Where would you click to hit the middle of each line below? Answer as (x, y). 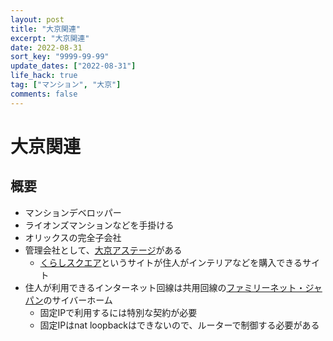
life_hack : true (44, 76)
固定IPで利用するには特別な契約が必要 (118, 312)
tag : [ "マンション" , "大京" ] (66, 85)
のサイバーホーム (78, 300)
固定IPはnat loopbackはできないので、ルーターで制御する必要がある (179, 325)
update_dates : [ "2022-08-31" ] (73, 66)
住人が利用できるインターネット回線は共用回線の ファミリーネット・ (165, 287)
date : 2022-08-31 (46, 47)
